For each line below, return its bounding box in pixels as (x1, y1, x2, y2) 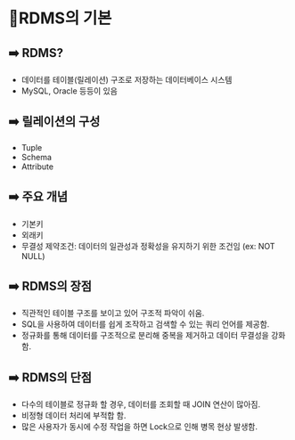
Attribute (20, 161, 54, 172)
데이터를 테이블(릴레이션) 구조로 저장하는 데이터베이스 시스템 (20, 75, 233, 85)
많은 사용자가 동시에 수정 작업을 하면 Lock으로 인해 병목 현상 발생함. (20, 421, 258, 432)
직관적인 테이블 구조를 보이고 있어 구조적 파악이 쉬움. (20, 308, 205, 319)
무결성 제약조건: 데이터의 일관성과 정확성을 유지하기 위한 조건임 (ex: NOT (20, 240, 275, 251)
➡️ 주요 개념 (8, 189, 69, 205)
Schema (20, 151, 53, 162)
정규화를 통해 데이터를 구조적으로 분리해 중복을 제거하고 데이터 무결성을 (20, 330, 269, 341)
